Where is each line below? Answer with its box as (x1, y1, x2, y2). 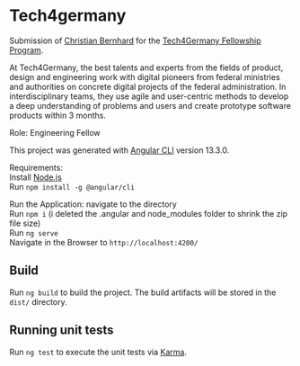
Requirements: (9, 162, 63, 173)
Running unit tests (9, 323, 114, 338)
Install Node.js (9, 172, 63, 183)
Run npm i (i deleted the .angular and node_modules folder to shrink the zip (9, 208, 288, 219)
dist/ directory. (9, 296, 67, 307)
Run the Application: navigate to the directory (9, 199, 177, 210)
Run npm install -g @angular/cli (9, 181, 135, 192)
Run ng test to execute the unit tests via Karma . (9, 346, 187, 357)
